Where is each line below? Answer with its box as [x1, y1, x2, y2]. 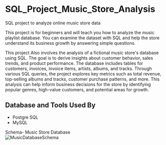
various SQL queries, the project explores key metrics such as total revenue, [5, 71, 162, 76]
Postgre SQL [12, 114, 39, 120]
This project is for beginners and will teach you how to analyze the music [5, 29, 155, 35]
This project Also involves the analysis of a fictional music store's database [5, 50, 159, 56]
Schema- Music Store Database [5, 129, 71, 135]
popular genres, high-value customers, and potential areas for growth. [5, 86, 149, 92]
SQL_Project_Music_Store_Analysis [5, 3, 156, 15]
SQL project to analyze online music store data [5, 20, 101, 26]
